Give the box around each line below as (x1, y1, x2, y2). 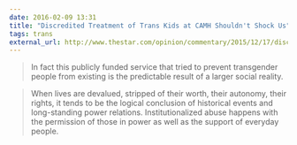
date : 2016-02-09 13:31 (9, 12, 97, 22)
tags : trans (9, 29, 53, 38)
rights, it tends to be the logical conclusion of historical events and (30, 98, 274, 109)
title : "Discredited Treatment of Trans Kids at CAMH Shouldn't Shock (9, 21, 275, 30)
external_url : (9, 37, 62, 47)
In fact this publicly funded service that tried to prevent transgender (30, 62, 278, 72)
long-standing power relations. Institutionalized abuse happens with (30, 107, 278, 118)
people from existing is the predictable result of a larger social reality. (30, 72, 284, 82)
